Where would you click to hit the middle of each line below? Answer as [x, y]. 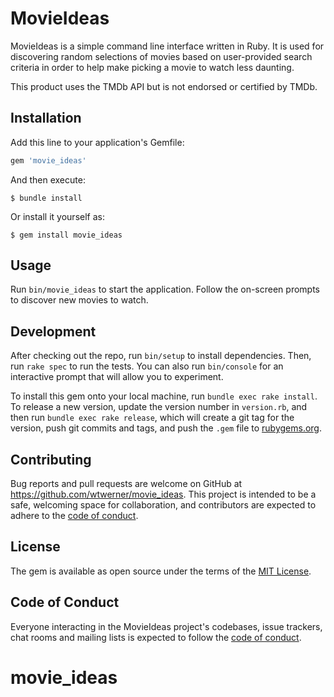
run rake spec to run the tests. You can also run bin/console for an [147, 366]
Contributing [51, 459]
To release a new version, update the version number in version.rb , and [159, 407]
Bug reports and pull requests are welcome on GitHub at [126, 484]
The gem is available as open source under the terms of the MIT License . [161, 571]
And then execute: [48, 179]
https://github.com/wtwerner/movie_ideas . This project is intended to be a [163, 494]
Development [53, 331]
